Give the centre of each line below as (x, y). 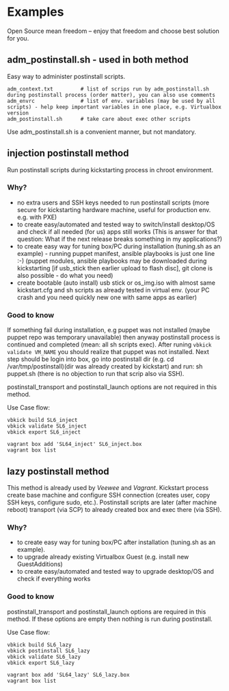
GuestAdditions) (40, 564)
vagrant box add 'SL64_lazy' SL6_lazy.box (68, 675)
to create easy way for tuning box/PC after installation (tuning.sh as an (116, 542)
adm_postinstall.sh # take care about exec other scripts (99, 119)
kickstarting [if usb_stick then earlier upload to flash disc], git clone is (115, 268)
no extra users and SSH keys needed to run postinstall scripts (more (113, 202)
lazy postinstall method (58, 471)
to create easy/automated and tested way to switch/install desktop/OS (116, 224)
